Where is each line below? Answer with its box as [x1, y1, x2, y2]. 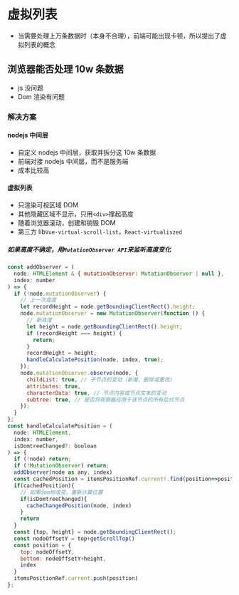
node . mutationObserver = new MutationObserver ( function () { [20, 310, 205, 317]
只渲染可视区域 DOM [17, 201, 79, 209]
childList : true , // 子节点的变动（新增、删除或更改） [26, 376, 176, 383]
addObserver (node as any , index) [14, 469, 113, 476]
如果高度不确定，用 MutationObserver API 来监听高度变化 [7, 245, 171, 254]
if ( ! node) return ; [14, 455, 72, 463]
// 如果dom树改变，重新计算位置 [20, 489, 103, 496]
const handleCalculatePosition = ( [7, 423, 113, 430]
